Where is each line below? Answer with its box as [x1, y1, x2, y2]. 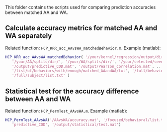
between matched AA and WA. [5, 9, 68, 15]
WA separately [5, 32, 52, 40]
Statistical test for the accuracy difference [5, 87, 139, 95]
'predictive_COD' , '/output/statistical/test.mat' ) [11, 122, 121, 127]
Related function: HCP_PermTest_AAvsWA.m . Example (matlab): [5, 108, 128, 114]
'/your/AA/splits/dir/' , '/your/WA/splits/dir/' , [11, 59, 117, 64]
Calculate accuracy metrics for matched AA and [5, 24, 158, 32]
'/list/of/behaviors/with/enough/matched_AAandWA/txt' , [11, 68, 130, 74]
